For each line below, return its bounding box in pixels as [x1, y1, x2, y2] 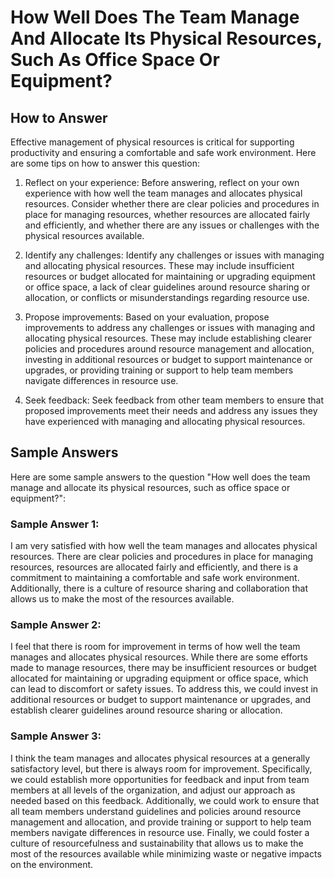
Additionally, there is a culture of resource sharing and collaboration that [10, 582, 308, 595]
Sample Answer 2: [10, 618, 102, 632]
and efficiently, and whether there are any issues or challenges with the [24, 219, 320, 231]
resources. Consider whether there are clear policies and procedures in [24, 198, 320, 210]
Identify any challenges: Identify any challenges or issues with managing [24, 249, 325, 261]
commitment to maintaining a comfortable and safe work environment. [10, 572, 300, 584]
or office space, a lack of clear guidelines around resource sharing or [24, 281, 311, 293]
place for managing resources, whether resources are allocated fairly [24, 209, 311, 220]
